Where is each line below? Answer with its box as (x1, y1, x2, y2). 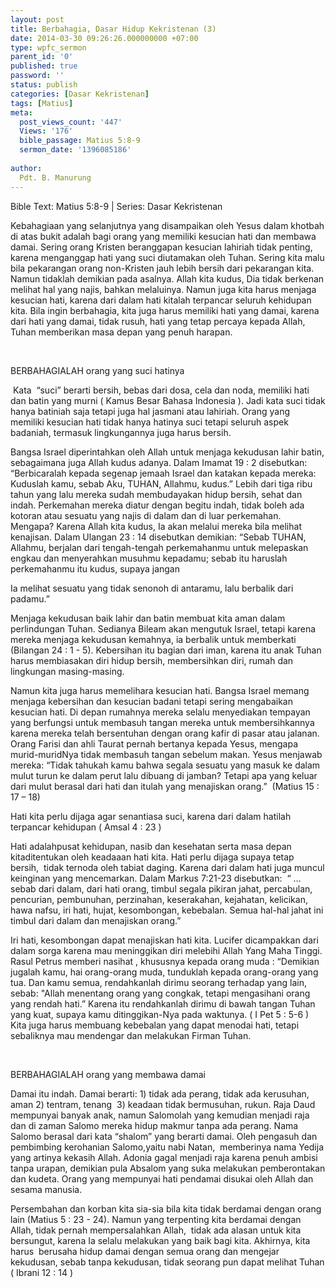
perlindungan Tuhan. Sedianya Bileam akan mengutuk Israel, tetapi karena (10, 622, 317, 635)
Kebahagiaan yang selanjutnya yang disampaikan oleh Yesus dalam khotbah (10, 219, 325, 231)
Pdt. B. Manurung (19, 172, 92, 183)
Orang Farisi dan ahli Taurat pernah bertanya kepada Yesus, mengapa (10, 737, 299, 750)
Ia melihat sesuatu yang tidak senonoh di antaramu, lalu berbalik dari (10, 582, 294, 594)
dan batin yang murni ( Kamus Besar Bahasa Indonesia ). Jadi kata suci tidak (10, 394, 326, 406)
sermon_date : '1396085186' (19, 145, 132, 155)
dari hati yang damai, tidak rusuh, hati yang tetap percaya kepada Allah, (10, 315, 306, 327)
